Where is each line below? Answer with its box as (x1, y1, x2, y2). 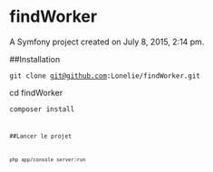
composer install (9, 104, 75, 114)
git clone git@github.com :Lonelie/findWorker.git (9, 71, 201, 81)
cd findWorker (9, 87, 63, 98)
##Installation (9, 53, 61, 64)
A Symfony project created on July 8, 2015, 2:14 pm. (9, 36, 205, 47)
